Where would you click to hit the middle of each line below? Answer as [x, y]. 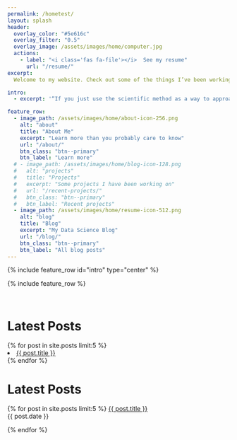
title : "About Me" [47, 132]
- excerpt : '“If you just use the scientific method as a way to [112, 99]
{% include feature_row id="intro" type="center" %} [83, 270]
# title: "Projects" [47, 178]
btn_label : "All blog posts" [63, 250]
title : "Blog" [41, 224]
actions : [26, 54]
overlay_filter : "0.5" [47, 40]
